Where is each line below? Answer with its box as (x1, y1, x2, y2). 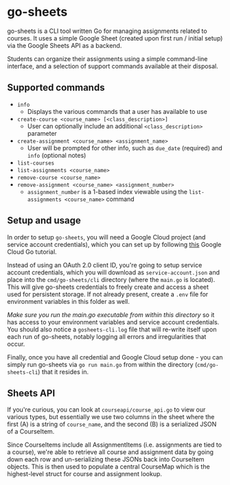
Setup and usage (7, 215, 81, 226)
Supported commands (7, 82, 105, 93)
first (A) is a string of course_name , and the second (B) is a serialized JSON (7, 420, 217, 429)
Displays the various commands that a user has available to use (27, 107, 207, 115)
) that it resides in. (37, 368, 89, 376)
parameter (27, 129, 57, 137)
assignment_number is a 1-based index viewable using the (27, 187, 187, 196)
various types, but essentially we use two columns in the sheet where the (7, 413, 215, 421)
